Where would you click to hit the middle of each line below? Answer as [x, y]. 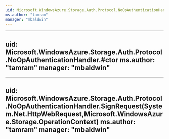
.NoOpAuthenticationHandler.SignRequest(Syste [84, 106]
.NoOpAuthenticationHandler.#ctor [62, 60]
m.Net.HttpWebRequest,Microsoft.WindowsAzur [84, 114]
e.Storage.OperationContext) [52, 122]
